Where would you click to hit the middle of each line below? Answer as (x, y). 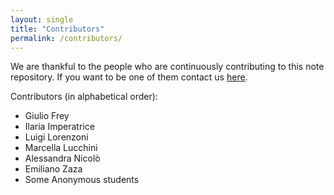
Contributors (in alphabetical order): (84, 97)
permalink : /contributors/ (66, 38)
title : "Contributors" (57, 29)
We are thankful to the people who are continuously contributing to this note (167, 67)
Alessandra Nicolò (62, 158)
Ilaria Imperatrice (59, 127)
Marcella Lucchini (61, 148)
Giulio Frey (47, 116)
